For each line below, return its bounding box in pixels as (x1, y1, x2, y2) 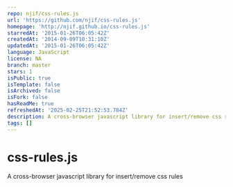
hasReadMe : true (7, 100, 54, 107)
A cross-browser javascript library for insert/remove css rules (7, 172, 184, 181)
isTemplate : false (7, 81, 60, 88)
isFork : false (7, 94, 49, 101)
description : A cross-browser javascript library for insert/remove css (7, 113, 222, 120)
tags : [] (7, 119, 33, 127)
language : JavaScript (7, 49, 70, 56)
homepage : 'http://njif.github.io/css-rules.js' (7, 23, 150, 30)
